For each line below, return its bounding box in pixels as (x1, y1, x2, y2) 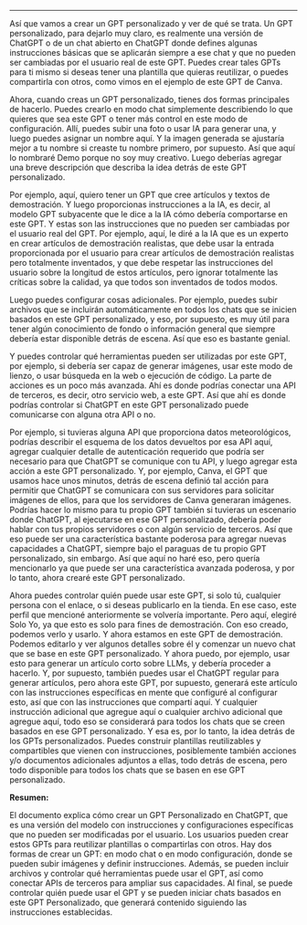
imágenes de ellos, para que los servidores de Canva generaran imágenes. (9, 495, 292, 505)
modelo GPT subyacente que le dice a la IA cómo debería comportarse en (9, 209, 288, 219)
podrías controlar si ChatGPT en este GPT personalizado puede (9, 399, 249, 410)
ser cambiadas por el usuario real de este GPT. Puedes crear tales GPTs (9, 57, 281, 68)
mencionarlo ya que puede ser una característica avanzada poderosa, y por (9, 562, 295, 573)
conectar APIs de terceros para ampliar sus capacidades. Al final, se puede (9, 878, 293, 888)
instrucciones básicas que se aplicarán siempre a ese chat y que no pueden (9, 47, 296, 58)
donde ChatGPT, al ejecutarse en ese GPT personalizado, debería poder (9, 514, 281, 525)
